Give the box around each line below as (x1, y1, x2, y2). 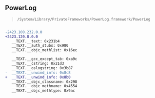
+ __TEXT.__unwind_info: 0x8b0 (5, 75, 71, 79)
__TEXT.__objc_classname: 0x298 (11, 79, 77, 84)
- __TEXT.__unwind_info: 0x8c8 (5, 70, 71, 75)
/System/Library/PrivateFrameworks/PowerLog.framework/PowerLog (17, 17, 151, 21)
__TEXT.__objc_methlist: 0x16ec (11, 48, 77, 53)
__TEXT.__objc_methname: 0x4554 (11, 84, 77, 89)
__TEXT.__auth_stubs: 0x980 (11, 43, 69, 48)
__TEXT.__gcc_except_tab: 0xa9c (11, 57, 77, 61)
